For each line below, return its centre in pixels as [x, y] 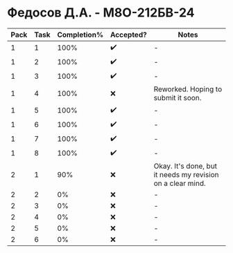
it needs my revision [187, 174]
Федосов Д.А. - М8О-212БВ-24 [101, 13]
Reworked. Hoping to [188, 89]
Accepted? [128, 35]
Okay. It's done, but [185, 166]
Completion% [80, 35]
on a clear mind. [180, 183]
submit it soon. [178, 97]
